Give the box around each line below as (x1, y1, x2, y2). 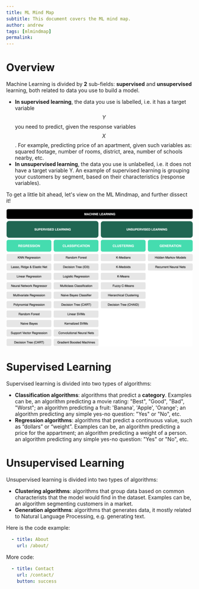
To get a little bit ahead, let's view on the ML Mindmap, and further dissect (6, 191, 188, 198)
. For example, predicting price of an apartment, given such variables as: (14, 142, 192, 149)
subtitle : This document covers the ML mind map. (6, 15, 131, 22)
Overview (6, 61, 55, 74)
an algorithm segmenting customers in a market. (14, 500, 133, 507)
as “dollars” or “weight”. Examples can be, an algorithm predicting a (14, 423, 180, 430)
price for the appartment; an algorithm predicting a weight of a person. (14, 429, 188, 437)
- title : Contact (11, 565, 54, 572)
